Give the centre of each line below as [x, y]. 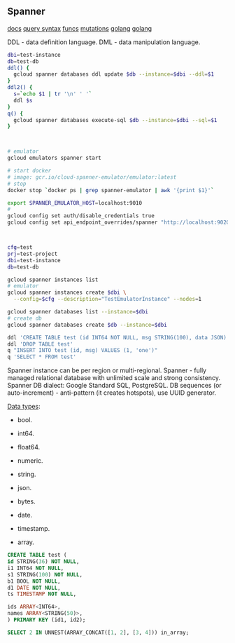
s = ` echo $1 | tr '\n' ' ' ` [53, 94]
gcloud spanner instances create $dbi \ [67, 293]
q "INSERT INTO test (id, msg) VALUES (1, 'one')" [83, 351]
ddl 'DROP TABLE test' [40, 344]
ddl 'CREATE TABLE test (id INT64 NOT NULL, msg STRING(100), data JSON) [117, 337]
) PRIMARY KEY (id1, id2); [47, 620]
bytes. [27, 501]
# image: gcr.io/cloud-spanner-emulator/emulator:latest [92, 177]
